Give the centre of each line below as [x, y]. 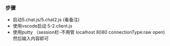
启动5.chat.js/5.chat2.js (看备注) [46, 20]
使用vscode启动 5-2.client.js [42, 26]
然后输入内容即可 [31, 38]
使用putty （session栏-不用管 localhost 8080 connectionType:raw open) [89, 32]
